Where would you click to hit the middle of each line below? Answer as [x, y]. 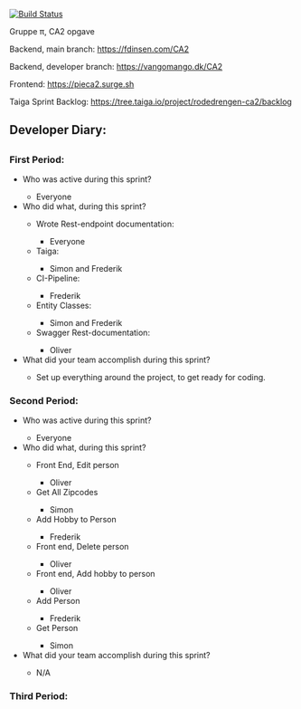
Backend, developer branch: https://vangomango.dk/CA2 [116, 67]
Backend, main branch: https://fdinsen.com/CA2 [99, 49]
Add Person [58, 601]
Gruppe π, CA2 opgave [52, 31]
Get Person [57, 628]
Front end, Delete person [82, 547]
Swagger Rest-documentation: [93, 333]
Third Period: [39, 696]
